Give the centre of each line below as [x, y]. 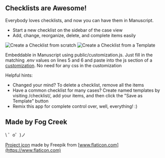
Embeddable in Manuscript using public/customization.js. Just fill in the [79, 55]
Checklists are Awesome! [46, 8]
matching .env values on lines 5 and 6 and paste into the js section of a [79, 60]
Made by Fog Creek [36, 122]
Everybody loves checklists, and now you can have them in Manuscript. [79, 20]
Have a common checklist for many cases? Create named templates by [86, 90]
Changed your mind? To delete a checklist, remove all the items [78, 85]
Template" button [30, 101]
